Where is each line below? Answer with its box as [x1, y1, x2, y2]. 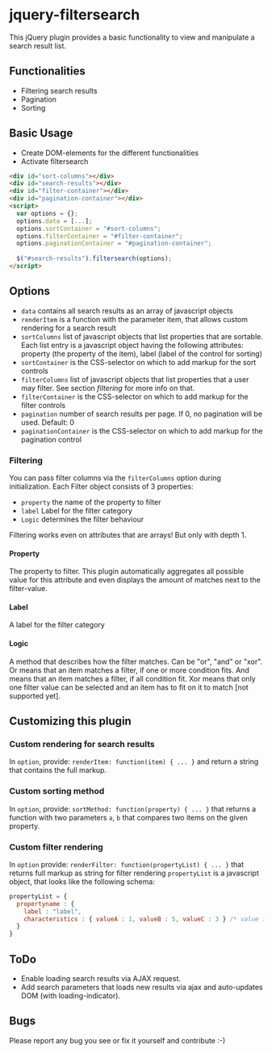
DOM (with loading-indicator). [20, 991, 120, 1001]
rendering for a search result [20, 323, 116, 333]
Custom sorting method [9, 786, 105, 797]
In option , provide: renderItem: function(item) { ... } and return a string [9, 757, 259, 766]
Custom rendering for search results [9, 738, 156, 749]
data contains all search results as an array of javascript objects [20, 305, 233, 316]
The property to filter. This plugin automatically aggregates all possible [9, 567, 245, 577]
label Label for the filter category [20, 506, 132, 516]
